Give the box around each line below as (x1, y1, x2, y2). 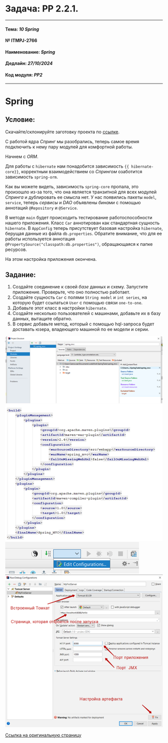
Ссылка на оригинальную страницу (5, 732, 81, 738)
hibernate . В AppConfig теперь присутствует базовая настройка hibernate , (5, 225, 163, 231)
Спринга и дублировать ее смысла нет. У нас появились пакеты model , (5, 194, 156, 200)
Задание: (5, 270, 36, 279)
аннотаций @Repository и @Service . (5, 205, 78, 211)
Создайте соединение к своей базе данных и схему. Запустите (12, 284, 148, 290)
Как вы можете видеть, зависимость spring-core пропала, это (5, 183, 139, 189)
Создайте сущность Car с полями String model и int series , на (12, 294, 147, 300)
